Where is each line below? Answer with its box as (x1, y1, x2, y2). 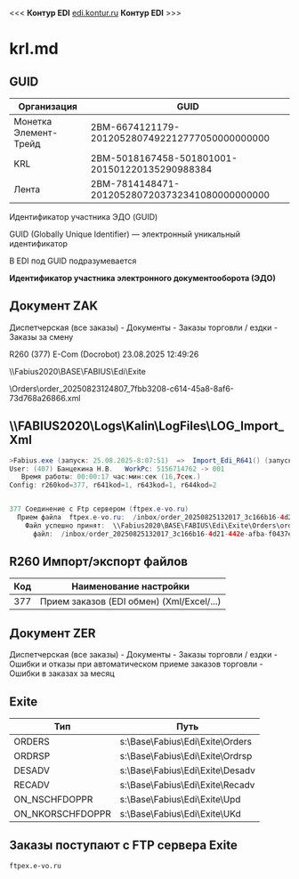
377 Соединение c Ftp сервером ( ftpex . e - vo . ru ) (9, 504, 190, 514)
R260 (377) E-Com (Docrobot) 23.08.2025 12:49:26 (9, 349, 199, 359)
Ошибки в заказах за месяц (9, 668, 115, 679)
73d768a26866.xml (9, 392, 81, 403)
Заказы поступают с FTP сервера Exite (9, 838, 238, 853)
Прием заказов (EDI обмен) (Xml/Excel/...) (39, 595, 222, 608)
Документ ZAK (9, 298, 99, 314)
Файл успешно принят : (25, 520, 105, 530)
